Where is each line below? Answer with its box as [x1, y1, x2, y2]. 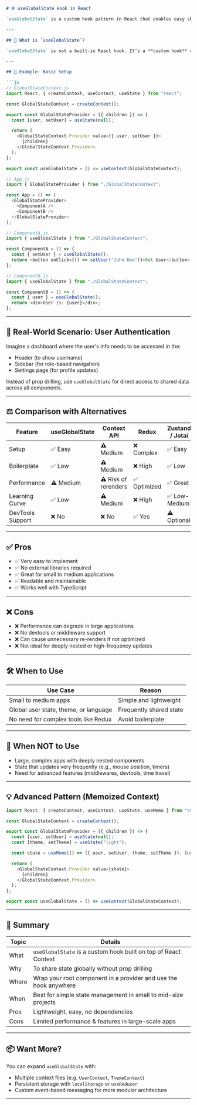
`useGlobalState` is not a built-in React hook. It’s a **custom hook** [6, 48, 188, 54]
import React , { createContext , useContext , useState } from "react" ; [6, 90, 182, 96]
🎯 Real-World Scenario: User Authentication [6, 327, 171, 337]
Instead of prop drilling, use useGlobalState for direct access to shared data [6, 378, 189, 385]
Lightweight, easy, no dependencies [33, 1008, 133, 1016]
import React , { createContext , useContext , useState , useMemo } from [6, 807, 182, 814]
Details [100, 937, 121, 945]
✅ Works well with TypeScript [14, 584, 87, 591]
